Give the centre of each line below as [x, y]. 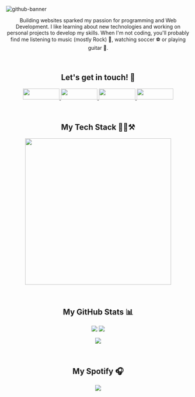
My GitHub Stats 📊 [98, 312]
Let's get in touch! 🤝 [98, 78]
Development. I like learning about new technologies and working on [98, 27]
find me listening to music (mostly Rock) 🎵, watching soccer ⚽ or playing [98, 39]
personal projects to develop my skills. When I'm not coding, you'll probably [98, 33]
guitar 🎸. [98, 48]
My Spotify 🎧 [98, 371]
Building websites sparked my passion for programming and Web [98, 20]
